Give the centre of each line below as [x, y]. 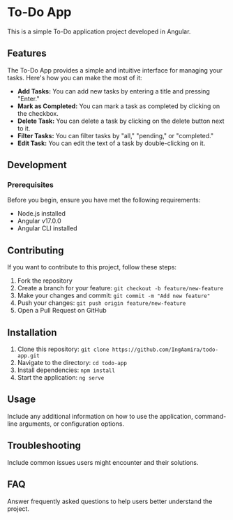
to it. [24, 128]
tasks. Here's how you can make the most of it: [75, 77]
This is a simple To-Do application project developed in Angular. [99, 31]
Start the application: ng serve [61, 378]
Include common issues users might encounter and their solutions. [103, 462]
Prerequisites [30, 185]
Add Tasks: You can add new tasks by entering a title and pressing [114, 91]
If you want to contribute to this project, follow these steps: [92, 267]
